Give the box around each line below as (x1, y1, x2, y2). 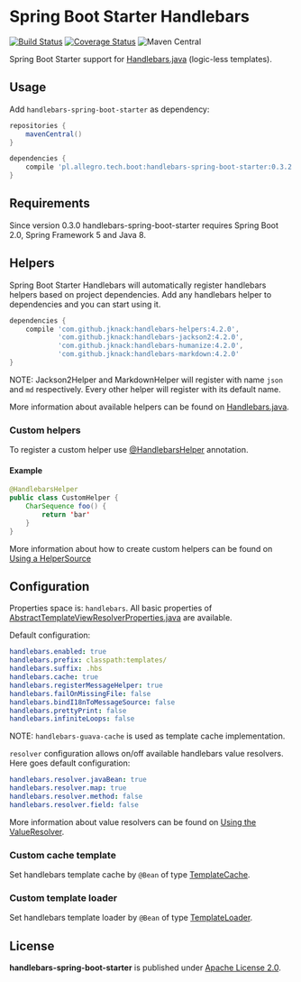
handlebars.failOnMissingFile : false (9, 689, 151, 698)
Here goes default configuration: (9, 757, 131, 768)
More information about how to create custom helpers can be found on (9, 543, 273, 554)
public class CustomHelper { (9, 493, 119, 502)
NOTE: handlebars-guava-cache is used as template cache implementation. (9, 730, 286, 741)
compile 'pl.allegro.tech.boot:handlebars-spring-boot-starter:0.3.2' (25, 162, 296, 172)
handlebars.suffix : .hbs (9, 665, 103, 674)
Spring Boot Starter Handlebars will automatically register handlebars (9, 280, 267, 290)
